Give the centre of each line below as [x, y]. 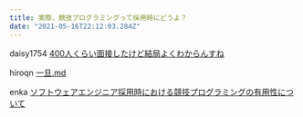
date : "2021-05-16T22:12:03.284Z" [75, 26]
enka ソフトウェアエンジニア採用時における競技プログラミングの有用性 [144, 92]
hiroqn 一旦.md [38, 73]
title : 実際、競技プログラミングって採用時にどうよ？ [99, 18]
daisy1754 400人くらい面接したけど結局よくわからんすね [117, 53]
